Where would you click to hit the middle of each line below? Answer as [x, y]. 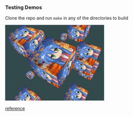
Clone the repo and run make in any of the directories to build [67, 18]
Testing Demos [24, 7]
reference [15, 109]
